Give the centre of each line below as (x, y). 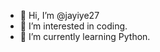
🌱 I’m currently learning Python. (85, 36)
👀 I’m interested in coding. (73, 26)
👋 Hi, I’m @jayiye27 (59, 15)
